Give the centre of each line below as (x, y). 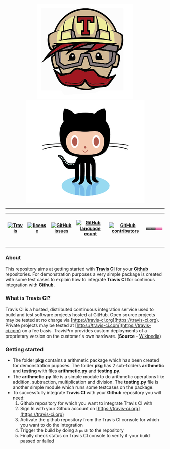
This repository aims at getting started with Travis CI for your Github (77, 269)
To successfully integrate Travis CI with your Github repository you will (87, 392)
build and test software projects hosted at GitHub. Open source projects (80, 314)
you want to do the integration (52, 425)
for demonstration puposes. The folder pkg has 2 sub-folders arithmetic (88, 365)
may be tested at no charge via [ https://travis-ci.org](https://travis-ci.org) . (82, 320)
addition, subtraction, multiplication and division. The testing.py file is (86, 382)
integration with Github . (30, 285)
